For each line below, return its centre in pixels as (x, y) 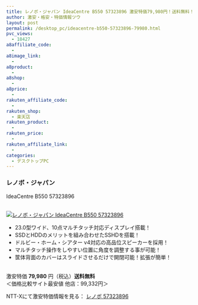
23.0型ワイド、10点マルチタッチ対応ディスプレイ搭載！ (83, 227)
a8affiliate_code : (29, 45)
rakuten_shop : (24, 111)
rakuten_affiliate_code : (37, 100)
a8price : (17, 89)
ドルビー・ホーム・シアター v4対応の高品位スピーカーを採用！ (92, 242)
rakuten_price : (25, 133)
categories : (21, 155)
